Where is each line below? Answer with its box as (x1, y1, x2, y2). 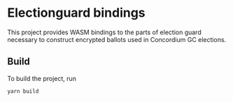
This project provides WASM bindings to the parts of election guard (7, 28, 202, 36)
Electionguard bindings (7, 5, 146, 21)
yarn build (7, 87, 39, 95)
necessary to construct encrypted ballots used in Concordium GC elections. (7, 35, 227, 43)
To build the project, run (7, 74, 77, 82)
